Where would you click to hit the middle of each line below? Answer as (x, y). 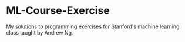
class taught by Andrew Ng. (40, 32)
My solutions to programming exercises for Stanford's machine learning (93, 26)
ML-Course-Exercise (58, 11)
